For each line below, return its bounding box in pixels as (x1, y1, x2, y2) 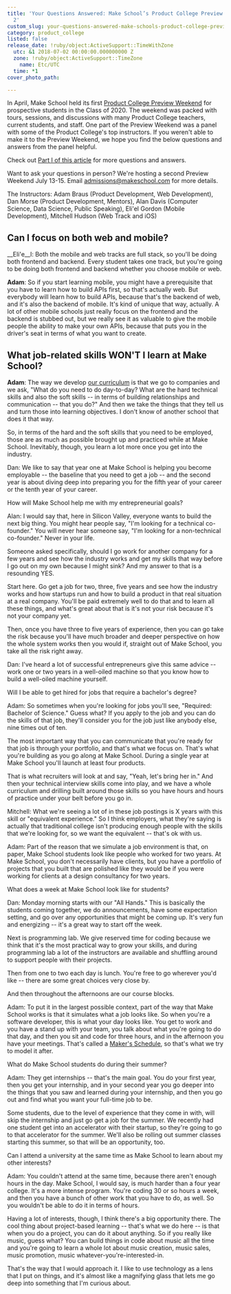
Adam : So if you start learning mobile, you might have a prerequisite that (7, 278, 213, 286)
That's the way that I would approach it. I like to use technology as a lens (7, 1264, 213, 1273)
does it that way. (7, 415, 54, 423)
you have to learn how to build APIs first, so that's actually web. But (7, 285, 198, 294)
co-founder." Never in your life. (7, 534, 95, 542)
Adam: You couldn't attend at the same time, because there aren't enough (7, 1172, 217, 1180)
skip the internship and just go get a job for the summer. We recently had (7, 1116, 214, 1124)
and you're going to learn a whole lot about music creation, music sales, (7, 1244, 211, 1252)
